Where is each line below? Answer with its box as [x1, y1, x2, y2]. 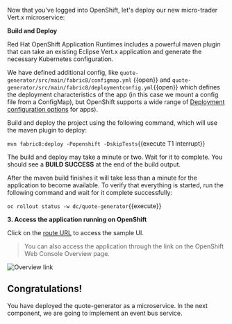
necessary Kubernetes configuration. [7, 55, 114, 63]
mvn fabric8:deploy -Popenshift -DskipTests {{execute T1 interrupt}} [7, 139, 206, 148]
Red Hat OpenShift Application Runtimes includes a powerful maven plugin [7, 40, 221, 48]
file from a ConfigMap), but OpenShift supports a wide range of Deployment [7, 98, 225, 106]
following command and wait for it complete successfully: [7, 189, 172, 196]
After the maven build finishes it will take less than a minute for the [7, 173, 198, 182]
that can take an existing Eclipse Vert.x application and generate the [7, 48, 202, 56]
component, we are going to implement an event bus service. [7, 309, 183, 317]
